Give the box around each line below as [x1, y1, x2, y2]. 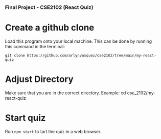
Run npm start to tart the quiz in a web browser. [5, 128, 102, 134]
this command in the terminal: [5, 43, 65, 49]
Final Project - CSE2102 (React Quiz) [5, 4, 93, 11]
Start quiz [5, 112, 46, 123]
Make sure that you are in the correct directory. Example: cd [5, 90, 126, 96]
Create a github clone [5, 22, 94, 33]
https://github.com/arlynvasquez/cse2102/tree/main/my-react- [26, 53, 157, 58]
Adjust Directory [5, 74, 74, 85]
